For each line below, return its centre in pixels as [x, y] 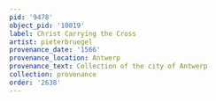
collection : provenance [53, 75]
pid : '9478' [31, 17]
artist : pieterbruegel [51, 42]
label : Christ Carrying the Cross [73, 33]
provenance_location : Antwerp [65, 58]
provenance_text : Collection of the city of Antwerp [108, 67]
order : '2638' [35, 83]
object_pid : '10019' [47, 25]
